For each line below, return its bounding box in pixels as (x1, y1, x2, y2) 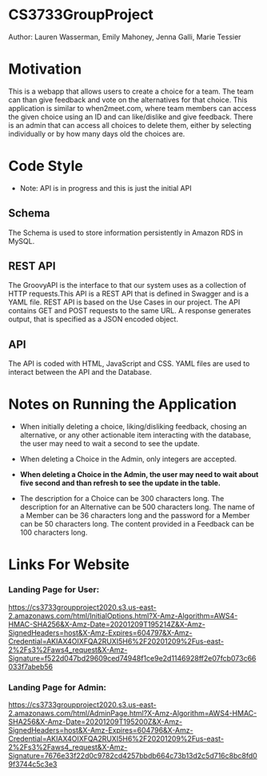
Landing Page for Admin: (8, 682, 106, 693)
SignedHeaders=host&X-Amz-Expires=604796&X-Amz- (8, 725, 193, 734)
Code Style (8, 157, 84, 175)
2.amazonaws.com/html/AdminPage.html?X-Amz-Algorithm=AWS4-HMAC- (8, 708, 257, 718)
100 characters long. (19, 527, 88, 537)
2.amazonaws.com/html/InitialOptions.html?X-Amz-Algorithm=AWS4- (8, 611, 238, 620)
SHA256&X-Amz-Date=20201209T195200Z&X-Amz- (8, 717, 182, 726)
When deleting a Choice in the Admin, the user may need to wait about (19, 470, 259, 480)
